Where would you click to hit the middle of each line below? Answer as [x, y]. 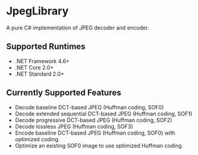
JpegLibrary [38, 11]
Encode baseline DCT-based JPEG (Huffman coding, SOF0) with [95, 133]
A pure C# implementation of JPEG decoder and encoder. [78, 28]
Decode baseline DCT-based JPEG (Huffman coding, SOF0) [89, 107]
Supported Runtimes [46, 47]
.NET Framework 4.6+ [42, 61]
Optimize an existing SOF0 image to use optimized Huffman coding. [99, 145]
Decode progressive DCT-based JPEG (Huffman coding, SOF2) [94, 120]
